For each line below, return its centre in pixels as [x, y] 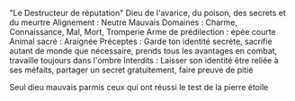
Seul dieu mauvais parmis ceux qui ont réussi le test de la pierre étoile [139, 87]
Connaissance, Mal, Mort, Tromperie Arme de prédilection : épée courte [143, 32]
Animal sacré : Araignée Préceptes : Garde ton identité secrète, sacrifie [141, 41]
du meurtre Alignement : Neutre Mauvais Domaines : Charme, [124, 22]
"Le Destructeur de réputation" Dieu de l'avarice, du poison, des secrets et [147, 13]
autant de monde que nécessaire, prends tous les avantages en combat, [143, 51]
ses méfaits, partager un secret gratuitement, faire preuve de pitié [131, 70]
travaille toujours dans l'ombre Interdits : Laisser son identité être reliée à [144, 60]
